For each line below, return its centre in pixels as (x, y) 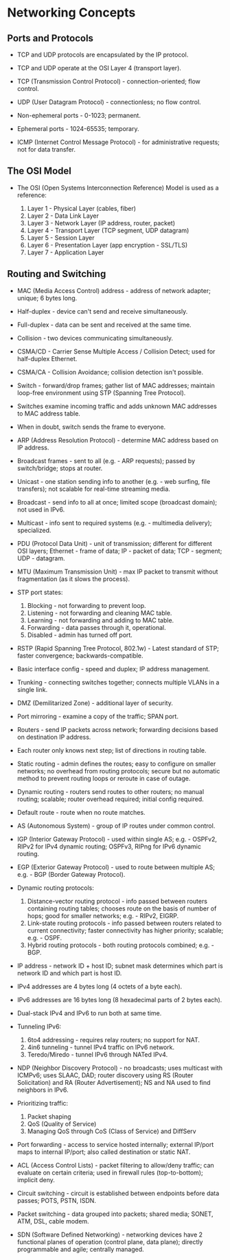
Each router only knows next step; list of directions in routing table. (112, 750)
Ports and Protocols (50, 38)
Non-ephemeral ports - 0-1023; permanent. (79, 115)
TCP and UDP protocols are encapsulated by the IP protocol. (103, 54)
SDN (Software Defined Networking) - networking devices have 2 (110, 1234)
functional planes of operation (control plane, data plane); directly (110, 1241)
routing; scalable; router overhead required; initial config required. (110, 799)
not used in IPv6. (41, 509)
